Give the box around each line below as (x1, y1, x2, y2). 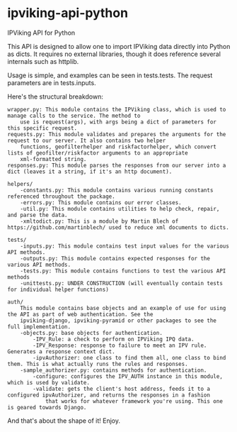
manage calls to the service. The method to (7, 112, 141, 119)
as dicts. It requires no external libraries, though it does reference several (7, 50, 221, 58)
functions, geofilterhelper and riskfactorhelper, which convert (20, 143, 217, 150)
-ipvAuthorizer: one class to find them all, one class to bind (33, 354, 226, 361)
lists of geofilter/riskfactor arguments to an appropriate (7, 149, 189, 157)
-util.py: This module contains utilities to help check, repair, (20, 205, 220, 212)
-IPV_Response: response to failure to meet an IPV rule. (33, 342, 207, 349)
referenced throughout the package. (7, 193, 115, 200)
